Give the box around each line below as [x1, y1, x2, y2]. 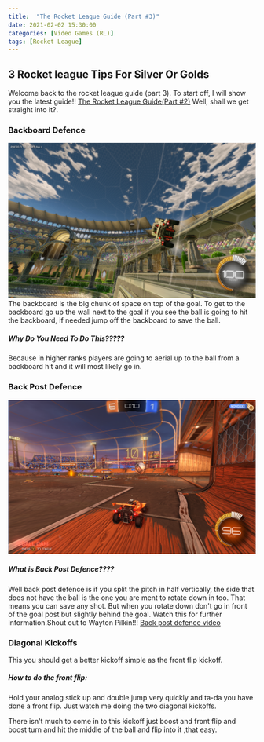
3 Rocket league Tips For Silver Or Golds [8, 68, 210, 81]
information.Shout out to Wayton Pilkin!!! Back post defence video [8, 617, 222, 627]
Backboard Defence [8, 124, 86, 135]
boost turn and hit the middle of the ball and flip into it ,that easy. [8, 725, 218, 734]
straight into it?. [8, 105, 59, 115]
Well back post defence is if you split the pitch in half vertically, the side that [8, 584, 255, 594]
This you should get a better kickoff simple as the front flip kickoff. [8, 655, 223, 664]
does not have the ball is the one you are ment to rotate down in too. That [8, 593, 246, 602]
